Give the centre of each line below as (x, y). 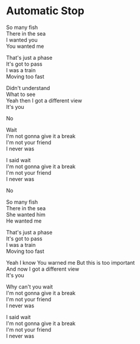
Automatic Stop (45, 11)
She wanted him (26, 214)
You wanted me (25, 46)
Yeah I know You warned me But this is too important (71, 262)
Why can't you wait (30, 287)
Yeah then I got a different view (44, 100)
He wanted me (24, 221)
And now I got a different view (43, 269)
